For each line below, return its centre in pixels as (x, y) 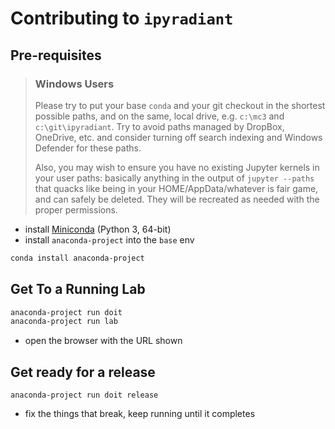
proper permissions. (76, 209)
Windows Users (74, 84)
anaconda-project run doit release (84, 395)
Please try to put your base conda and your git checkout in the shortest (180, 105)
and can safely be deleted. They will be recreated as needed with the (177, 199)
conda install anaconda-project (77, 258)
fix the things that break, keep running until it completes (140, 414)
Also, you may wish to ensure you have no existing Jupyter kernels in (177, 167)
